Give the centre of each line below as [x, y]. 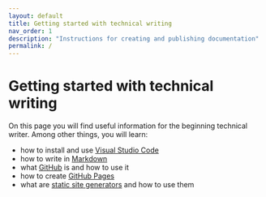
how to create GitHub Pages [67, 176]
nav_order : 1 [30, 31]
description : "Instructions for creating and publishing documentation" [134, 39]
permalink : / [30, 46]
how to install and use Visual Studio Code [90, 150]
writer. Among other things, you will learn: [78, 135]
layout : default [36, 16]
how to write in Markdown [64, 159]
